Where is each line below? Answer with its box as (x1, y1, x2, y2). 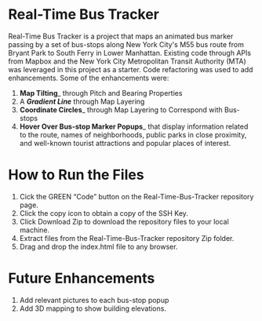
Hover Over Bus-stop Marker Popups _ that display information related (19, 122, 249, 131)
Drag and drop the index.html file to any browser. (19, 242, 178, 251)
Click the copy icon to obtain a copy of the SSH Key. (19, 208, 188, 217)
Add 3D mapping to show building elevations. (19, 304, 167, 313)
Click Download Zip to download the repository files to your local (19, 217, 229, 226)
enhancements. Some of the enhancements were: (8, 73, 169, 82)
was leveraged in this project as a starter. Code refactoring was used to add (8, 64, 253, 74)
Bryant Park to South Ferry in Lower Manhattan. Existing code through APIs (8, 48, 252, 57)
